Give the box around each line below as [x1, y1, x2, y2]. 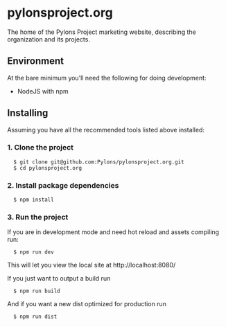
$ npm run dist [13, 313, 58, 320]
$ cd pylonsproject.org [13, 164, 82, 171]
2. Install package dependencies [7, 180, 119, 190]
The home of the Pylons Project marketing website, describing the [7, 28, 196, 36]
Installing [7, 107, 49, 119]
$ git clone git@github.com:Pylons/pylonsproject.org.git [13, 158, 185, 166]
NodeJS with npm [17, 87, 69, 95]
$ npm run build [13, 288, 60, 295]
